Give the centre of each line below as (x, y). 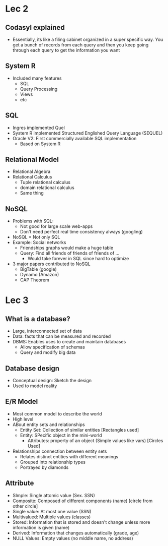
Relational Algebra (31, 171)
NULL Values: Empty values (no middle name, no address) (73, 538)
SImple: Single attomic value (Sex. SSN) (54, 495)
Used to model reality (35, 386)
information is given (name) (41, 527)
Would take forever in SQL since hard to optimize (78, 259)
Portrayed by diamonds (44, 467)
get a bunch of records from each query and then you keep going (80, 45)
